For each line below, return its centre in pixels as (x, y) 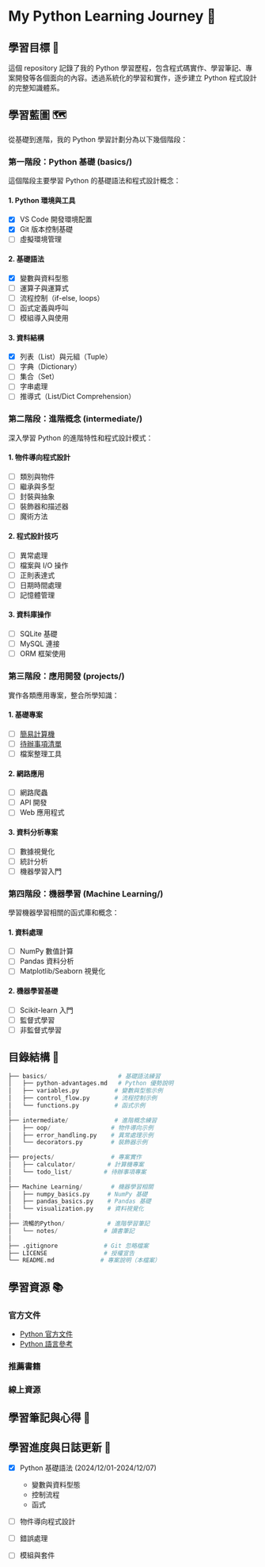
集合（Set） (39, 377)
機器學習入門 (40, 871)
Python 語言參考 (46, 1344)
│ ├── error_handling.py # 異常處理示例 (81, 1135)
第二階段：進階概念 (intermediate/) (76, 419)
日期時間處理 (40, 585)
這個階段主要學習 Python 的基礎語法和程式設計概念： (95, 181)
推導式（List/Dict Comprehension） (78, 397)
